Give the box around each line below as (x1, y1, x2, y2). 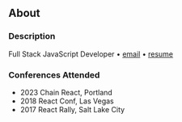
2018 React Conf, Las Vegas (19, 96, 115, 106)
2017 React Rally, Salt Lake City (19, 104, 125, 114)
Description (8, 31, 56, 42)
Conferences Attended (8, 69, 100, 80)
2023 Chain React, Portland (19, 87, 113, 97)
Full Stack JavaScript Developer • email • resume (8, 48, 174, 59)
